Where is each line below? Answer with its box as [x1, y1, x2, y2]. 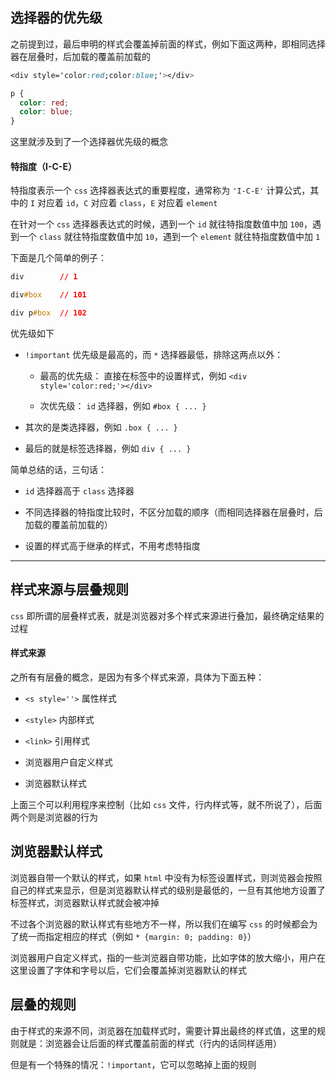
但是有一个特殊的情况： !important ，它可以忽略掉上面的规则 [10, 1058, 257, 1070]
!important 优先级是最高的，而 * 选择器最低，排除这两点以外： [24, 349, 284, 361]
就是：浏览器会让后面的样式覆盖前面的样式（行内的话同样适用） [18, 1037, 282, 1049]
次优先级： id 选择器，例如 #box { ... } [39, 400, 207, 412]
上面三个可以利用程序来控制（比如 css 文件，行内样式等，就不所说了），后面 [10, 799, 323, 811]
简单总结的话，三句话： [10, 464, 107, 476]
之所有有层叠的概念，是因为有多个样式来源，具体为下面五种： [10, 671, 265, 683]
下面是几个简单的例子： [10, 252, 107, 264]
